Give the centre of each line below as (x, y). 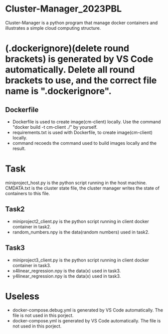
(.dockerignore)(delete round (67, 49)
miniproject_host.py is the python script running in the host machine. (76, 183)
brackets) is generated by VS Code (79, 59)
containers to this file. (28, 193)
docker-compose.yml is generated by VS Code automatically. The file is (87, 321)
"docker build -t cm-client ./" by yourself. (55, 127)
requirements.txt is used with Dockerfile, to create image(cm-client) (82, 132)
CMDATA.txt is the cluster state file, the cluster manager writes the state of (82, 188)
